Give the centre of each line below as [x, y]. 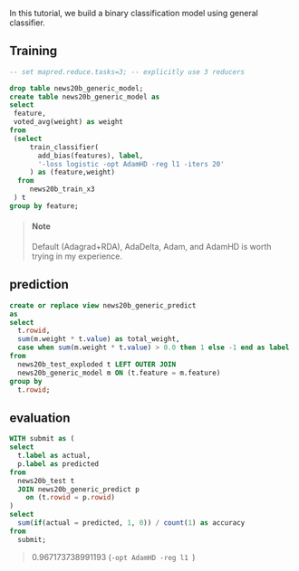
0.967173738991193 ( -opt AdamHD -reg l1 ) [113, 557]
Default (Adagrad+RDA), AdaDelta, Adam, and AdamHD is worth [151, 247]
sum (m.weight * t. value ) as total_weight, [99, 339]
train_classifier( [64, 147]
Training [34, 51]
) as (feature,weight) [72, 172]
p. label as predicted [58, 464]
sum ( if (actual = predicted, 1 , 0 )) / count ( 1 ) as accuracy [131, 523]
